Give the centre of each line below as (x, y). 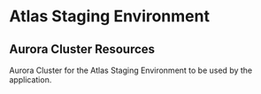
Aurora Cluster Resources (82, 49)
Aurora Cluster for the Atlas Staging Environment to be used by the (131, 70)
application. (31, 80)
